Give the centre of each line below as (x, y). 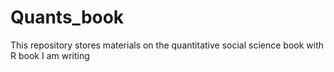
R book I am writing (50, 55)
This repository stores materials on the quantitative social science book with (167, 45)
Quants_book (67, 17)
